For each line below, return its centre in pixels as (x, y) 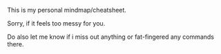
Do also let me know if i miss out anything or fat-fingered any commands (111, 37)
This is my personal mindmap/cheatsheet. (67, 10)
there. (16, 44)
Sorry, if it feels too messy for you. (56, 23)
